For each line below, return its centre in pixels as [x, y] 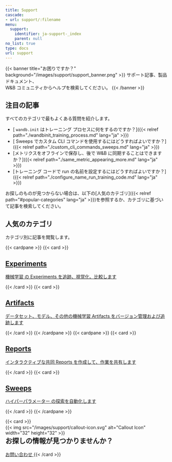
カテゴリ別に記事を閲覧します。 [39, 237]
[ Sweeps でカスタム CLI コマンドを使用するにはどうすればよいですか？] [90, 141]
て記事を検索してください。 [35, 206]
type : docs [17, 48]
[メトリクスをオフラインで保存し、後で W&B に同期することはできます [87, 153]
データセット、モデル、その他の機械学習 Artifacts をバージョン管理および [83, 316]
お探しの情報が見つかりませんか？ [59, 441]
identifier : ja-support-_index [48, 34]
